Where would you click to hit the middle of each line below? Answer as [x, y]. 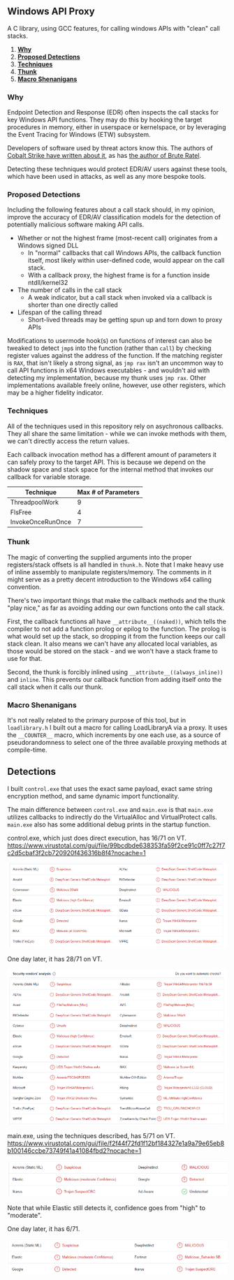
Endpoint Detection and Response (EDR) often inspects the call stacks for [113, 112]
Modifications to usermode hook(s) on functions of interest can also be [110, 341]
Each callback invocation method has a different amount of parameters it [112, 454]
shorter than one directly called [73, 305]
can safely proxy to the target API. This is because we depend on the [107, 462]
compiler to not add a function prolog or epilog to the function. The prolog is [117, 629]
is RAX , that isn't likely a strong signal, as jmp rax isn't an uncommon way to [115, 363]
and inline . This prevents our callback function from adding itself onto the [115, 679]
